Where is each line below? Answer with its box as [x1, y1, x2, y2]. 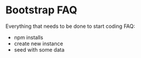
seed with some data [13, 46, 65, 53]
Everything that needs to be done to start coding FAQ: [5, 23, 136, 30]
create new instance [13, 40, 64, 47]
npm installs [13, 34, 43, 41]
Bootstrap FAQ [5, 3, 77, 17]
